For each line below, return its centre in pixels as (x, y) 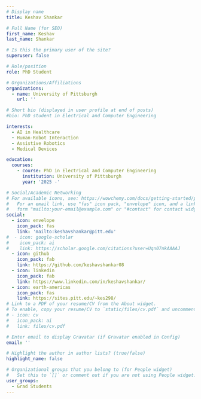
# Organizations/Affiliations (44, 83)
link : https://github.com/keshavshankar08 (71, 265)
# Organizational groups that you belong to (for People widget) (89, 370)
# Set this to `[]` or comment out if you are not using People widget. (101, 375)
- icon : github (31, 254)
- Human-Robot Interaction (45, 138)
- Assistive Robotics (39, 143)
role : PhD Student (29, 72)
